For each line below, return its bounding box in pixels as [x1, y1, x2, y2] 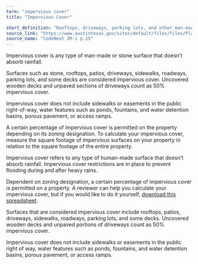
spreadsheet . [6, 197, 38, 204]
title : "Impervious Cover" [6, 14, 72, 20]
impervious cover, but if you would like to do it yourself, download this [6, 191, 176, 198]
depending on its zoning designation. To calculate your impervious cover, [6, 131, 184, 138]
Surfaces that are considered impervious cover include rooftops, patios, [6, 208, 181, 216]
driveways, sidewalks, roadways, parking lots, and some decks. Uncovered [6, 215, 189, 222]
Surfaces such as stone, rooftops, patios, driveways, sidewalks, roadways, [6, 70, 187, 77]
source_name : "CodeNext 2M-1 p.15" [6, 36, 94, 42]
